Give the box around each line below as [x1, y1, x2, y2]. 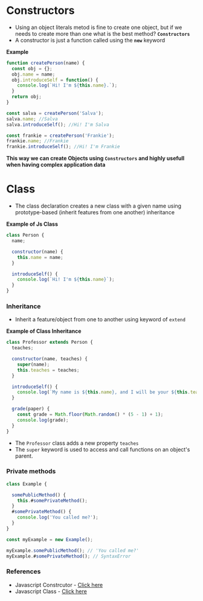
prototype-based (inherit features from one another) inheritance [14, 209, 175, 216]
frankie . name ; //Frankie [6, 138, 69, 144]
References [6, 567, 41, 576]
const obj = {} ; [11, 65, 53, 71]
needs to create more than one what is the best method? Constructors [14, 30, 190, 37]
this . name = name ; [17, 254, 63, 260]
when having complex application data [6, 161, 106, 168]
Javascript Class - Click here [14, 588, 88, 595]
